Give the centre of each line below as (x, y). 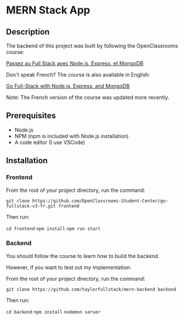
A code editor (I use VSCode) (50, 142)
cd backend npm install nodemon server (53, 312)
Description (28, 32)
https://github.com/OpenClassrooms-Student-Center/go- (100, 201)
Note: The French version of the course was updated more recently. (88, 97)
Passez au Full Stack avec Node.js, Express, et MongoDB (75, 63)
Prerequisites (31, 116)
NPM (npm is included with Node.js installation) (72, 136)
